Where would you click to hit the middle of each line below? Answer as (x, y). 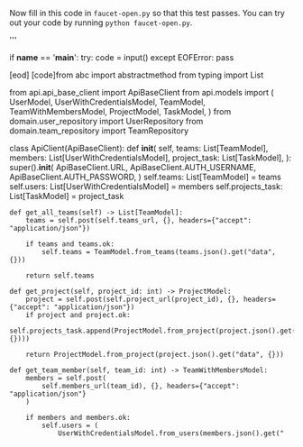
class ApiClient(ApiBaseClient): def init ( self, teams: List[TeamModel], (139, 148)
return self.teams (60, 276)
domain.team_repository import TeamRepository (99, 131)
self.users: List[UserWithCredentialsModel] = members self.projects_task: (146, 187)
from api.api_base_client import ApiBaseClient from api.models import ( (142, 92)
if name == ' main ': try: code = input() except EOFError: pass (122, 57)
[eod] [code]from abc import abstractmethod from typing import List (137, 75)
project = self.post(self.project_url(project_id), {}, (133, 299)
